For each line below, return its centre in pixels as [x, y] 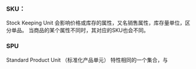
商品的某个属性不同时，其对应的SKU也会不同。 [91, 30]
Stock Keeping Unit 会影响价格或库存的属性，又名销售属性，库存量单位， [96, 23]
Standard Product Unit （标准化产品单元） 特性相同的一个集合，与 [87, 59]
